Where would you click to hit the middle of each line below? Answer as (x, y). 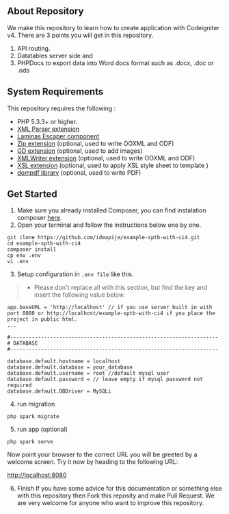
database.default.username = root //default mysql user (88, 374)
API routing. (33, 48)
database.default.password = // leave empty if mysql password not (105, 380)
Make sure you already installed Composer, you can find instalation (111, 210)
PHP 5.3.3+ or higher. (47, 121)
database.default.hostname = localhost (64, 362)
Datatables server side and (55, 56)
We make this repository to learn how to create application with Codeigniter (113, 27)
